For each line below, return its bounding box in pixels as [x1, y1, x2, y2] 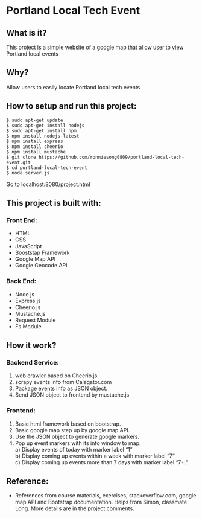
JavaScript [14, 243, 42, 250]
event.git [6, 159, 31, 165]
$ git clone [6, 154, 36, 160]
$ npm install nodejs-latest [6, 133, 80, 139]
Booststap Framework [14, 249, 70, 257]
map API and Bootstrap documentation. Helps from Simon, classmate [14, 499, 188, 506]
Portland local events [6, 50, 59, 57]
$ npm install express [6, 138, 63, 144]
